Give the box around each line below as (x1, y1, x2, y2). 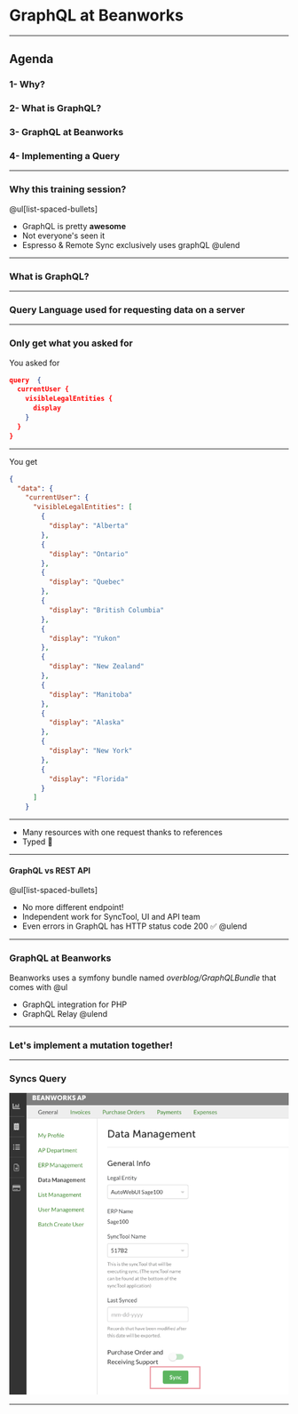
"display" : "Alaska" (48, 718, 125, 727)
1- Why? (9, 78, 46, 91)
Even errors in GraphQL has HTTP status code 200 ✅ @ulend (21, 921, 247, 931)
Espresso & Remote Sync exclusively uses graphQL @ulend (21, 239, 240, 250)
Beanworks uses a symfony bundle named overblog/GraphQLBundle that (9, 972, 277, 983)
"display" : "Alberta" (48, 522, 129, 531)
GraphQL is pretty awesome (21, 220, 127, 231)
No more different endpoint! (21, 902, 124, 913)
